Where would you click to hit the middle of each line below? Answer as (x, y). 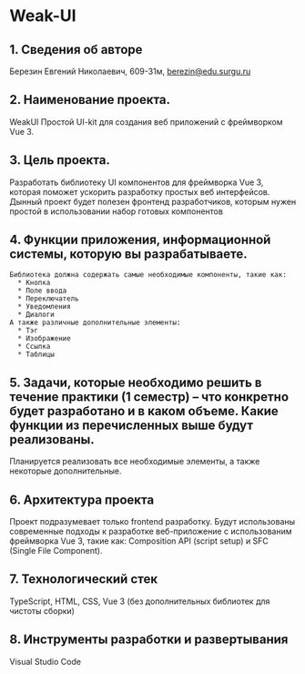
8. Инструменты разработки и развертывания (149, 640)
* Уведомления (44, 307)
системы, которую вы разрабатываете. (128, 255)
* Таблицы (36, 355)
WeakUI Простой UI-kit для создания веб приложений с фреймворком (146, 122)
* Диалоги (36, 315)
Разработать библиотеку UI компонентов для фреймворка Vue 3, (137, 182)
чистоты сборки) (42, 610)
